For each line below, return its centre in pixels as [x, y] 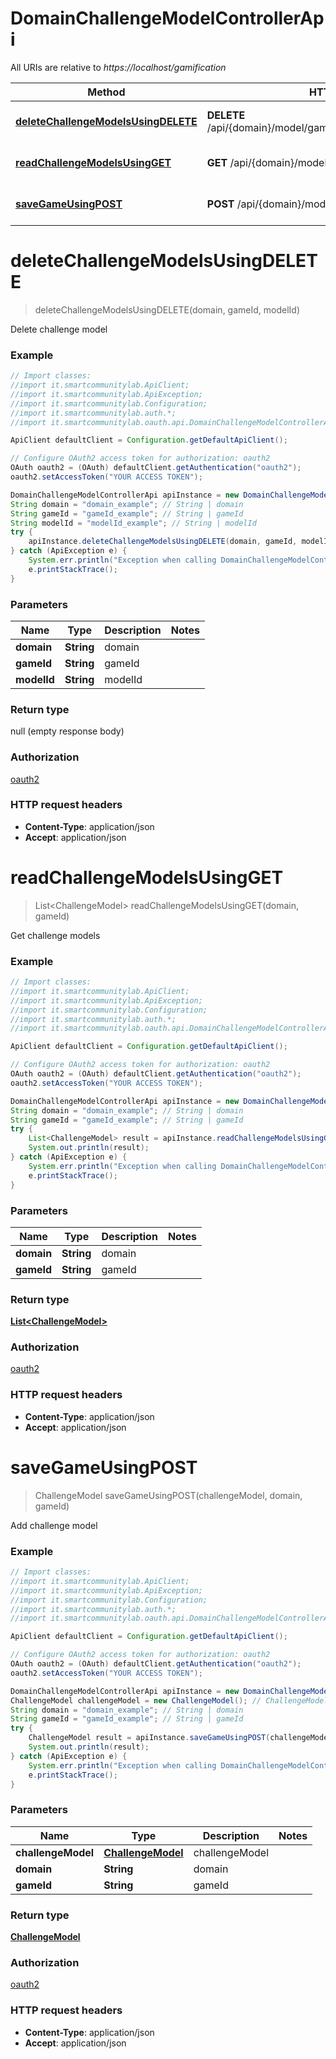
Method [106, 92]
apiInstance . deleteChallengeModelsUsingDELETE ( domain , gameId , [163, 542]
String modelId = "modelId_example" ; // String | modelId [133, 523]
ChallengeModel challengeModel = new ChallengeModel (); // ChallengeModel [169, 1700]
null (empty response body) [67, 731]
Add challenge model [54, 1525]
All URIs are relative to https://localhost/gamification [118, 67]
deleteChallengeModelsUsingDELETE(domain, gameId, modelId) [167, 309]
